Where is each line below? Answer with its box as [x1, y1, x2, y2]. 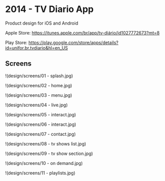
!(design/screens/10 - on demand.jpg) [5, 160, 83, 166]
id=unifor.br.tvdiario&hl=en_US [5, 45, 68, 51]
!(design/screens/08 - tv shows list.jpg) [5, 140, 86, 146]
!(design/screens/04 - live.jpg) [5, 102, 68, 108]
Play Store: [5, 39, 27, 46]
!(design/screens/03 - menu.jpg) [5, 92, 72, 98]
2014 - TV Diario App [5, 4, 94, 15]
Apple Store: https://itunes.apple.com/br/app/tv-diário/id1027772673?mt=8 [5, 30, 160, 36]
